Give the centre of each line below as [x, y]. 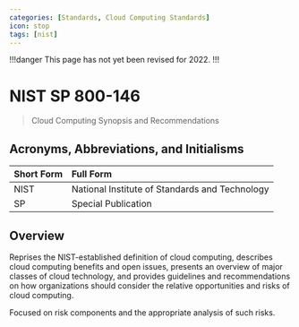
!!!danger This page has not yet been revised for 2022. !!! [115, 60]
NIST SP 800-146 [75, 96]
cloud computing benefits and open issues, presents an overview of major [146, 266]
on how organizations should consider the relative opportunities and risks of [150, 285]
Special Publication [111, 204]
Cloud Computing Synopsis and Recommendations [125, 121]
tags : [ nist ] [34, 34]
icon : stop [30, 26]
